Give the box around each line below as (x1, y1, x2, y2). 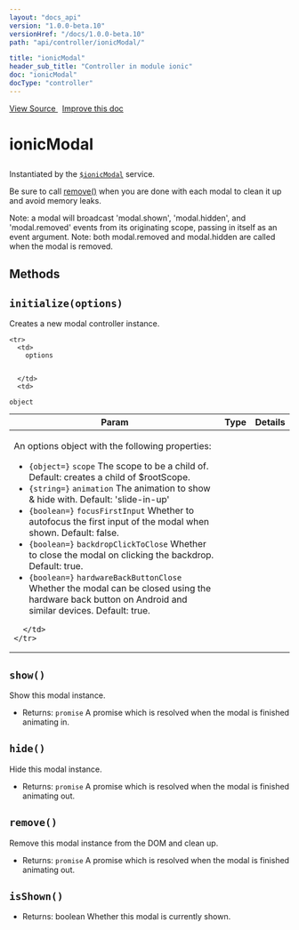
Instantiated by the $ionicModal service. (9, 168, 156, 179)
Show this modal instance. (9, 690, 106, 701)
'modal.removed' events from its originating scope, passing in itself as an (9, 221, 278, 232)
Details (255, 416, 286, 429)
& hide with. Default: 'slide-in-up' (28, 493, 170, 506)
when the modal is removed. (9, 241, 114, 252)
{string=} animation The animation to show (28, 482, 211, 494)
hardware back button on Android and (28, 593, 188, 605)
